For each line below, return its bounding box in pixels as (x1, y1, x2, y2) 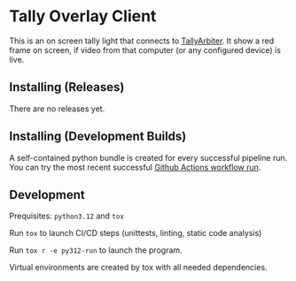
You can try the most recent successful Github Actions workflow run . (9, 162, 261, 172)
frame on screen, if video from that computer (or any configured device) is (9, 44, 282, 55)
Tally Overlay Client (9, 6, 157, 27)
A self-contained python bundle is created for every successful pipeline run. (9, 152, 288, 163)
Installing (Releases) (9, 80, 125, 95)
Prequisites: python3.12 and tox (9, 210, 124, 222)
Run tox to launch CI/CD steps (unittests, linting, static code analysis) (9, 228, 262, 239)
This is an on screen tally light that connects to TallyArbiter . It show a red (9, 35, 275, 46)
